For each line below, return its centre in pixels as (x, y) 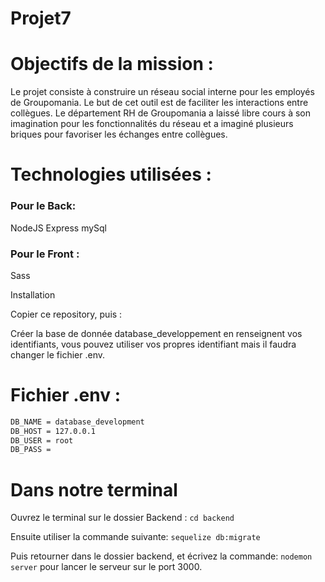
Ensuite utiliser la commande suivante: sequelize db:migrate (135, 537)
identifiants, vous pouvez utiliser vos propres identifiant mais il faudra (153, 344)
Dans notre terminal (94, 489)
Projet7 (41, 18)
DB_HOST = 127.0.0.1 (53, 431)
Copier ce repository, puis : (66, 314)
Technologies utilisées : (111, 174)
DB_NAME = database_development (77, 422)
